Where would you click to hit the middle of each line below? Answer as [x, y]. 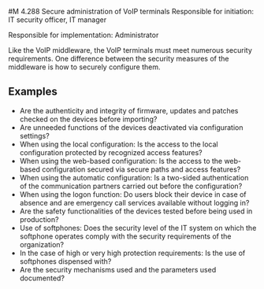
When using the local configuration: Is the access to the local [119, 144]
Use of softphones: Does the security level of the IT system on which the [138, 228]
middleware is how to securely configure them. [84, 67]
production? [39, 219]
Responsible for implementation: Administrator [84, 35]
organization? [42, 244]
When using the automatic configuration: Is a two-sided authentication [134, 177]
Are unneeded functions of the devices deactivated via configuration [131, 127]
